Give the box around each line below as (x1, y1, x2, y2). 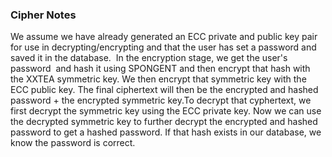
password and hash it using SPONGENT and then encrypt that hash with (10, 63, 311, 75)
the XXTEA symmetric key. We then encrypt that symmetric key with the (10, 73, 307, 85)
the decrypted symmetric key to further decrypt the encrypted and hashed (10, 116, 318, 128)
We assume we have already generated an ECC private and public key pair (10, 31, 318, 43)
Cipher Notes (10, 8, 77, 22)
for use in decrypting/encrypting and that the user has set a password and (10, 41, 317, 53)
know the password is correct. (10, 137, 136, 149)
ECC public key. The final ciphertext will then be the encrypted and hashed (10, 84, 319, 96)
